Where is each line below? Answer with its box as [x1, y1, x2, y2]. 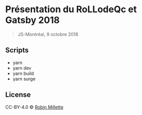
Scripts [5, 46, 29, 54]
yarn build [12, 70, 34, 76]
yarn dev [12, 65, 32, 71]
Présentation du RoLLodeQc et [5, 4, 137, 15]
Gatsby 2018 [5, 14, 60, 26]
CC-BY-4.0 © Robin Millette [5, 104, 64, 110]
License [5, 91, 31, 99]
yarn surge [12, 75, 36, 82]
